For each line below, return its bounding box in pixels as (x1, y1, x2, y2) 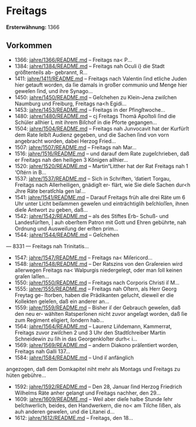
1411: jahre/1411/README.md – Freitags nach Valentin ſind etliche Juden (14, 75, 187, 82)
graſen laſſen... (14, 272, 49, 280)
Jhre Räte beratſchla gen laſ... (14, 187, 86, 195)
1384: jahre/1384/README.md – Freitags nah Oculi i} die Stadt (14, 62, 165, 69)
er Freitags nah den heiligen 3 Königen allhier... (14, 156, 129, 163)
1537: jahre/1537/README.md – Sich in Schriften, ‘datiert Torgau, (14, 175, 171, 182)
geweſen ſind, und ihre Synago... (14, 87, 93, 95)
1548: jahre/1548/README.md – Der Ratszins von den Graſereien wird (14, 260, 183, 267)
